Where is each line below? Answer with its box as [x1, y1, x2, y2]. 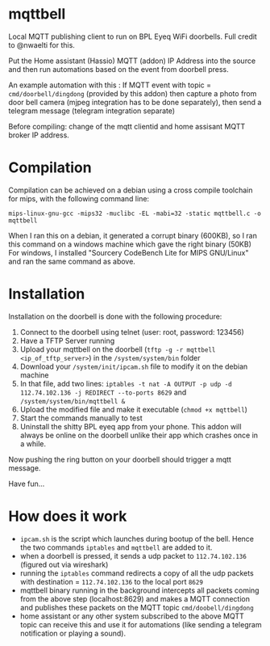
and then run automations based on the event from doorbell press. [8, 64, 230, 74]
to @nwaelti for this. [8, 40, 75, 49]
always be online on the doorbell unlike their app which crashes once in [19, 430, 259, 440]
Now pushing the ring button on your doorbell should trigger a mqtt [8, 454, 232, 464]
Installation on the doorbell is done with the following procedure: [8, 311, 222, 321]
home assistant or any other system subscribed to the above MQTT [19, 611, 244, 621]
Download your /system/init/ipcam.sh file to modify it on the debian [19, 361, 248, 371]
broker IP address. [8, 130, 70, 140]
